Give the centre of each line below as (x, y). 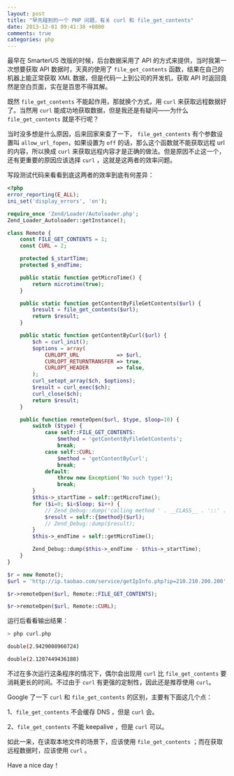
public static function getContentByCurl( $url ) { (94, 336)
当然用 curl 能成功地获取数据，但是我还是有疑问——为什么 (104, 110)
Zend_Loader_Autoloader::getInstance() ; (67, 220)
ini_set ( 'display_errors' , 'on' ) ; (58, 201)
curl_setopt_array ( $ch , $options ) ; (84, 381)
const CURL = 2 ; (44, 246)
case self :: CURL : (70, 452)
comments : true (29, 33)
